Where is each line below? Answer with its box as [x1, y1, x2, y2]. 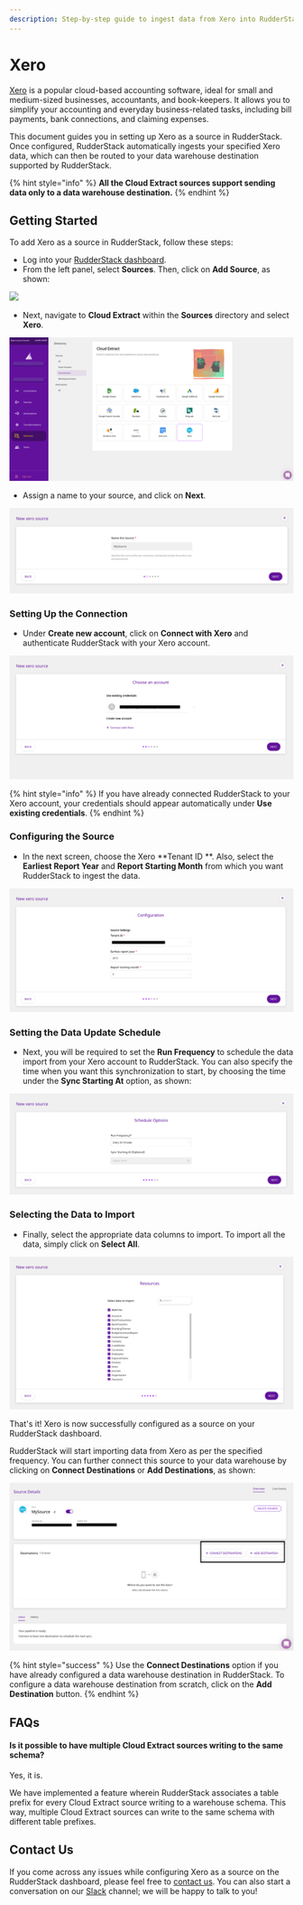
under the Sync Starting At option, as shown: [22, 1075, 192, 1086]
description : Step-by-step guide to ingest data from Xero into [9, 14, 256, 24]
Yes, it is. [9, 1769, 43, 1780]
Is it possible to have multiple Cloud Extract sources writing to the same [9, 1740, 284, 1751]
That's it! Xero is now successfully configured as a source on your [9, 1418, 255, 1429]
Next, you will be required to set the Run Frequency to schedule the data [22, 1046, 294, 1057]
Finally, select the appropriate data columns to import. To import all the [22, 1229, 286, 1240]
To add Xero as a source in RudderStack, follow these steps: [9, 237, 234, 248]
